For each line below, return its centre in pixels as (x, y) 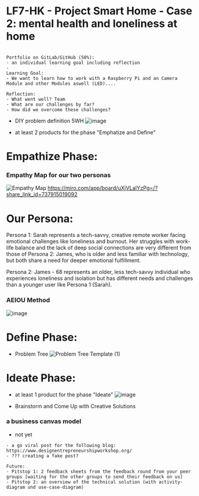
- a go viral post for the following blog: (61, 445)
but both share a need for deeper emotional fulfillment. (74, 260)
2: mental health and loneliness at (92, 24)
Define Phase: (42, 337)
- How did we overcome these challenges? (59, 110)
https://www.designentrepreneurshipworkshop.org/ (69, 451)
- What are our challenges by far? (50, 104)
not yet (24, 435)
